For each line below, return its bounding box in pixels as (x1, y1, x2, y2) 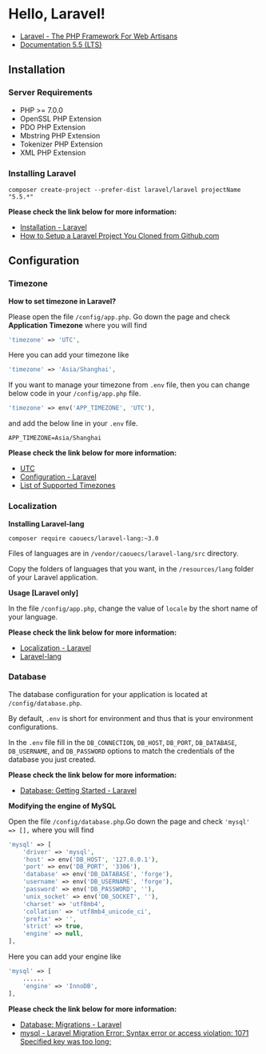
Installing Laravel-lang (8, 519, 85, 528)
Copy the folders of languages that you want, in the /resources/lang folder (8, 563, 254, 573)
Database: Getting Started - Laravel (19, 785, 137, 795)
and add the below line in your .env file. (8, 419, 138, 428)
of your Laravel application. (8, 572, 98, 582)
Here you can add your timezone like (8, 350, 129, 360)
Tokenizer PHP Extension (19, 139, 104, 149)
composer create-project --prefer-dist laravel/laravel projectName (8, 186, 241, 194)
